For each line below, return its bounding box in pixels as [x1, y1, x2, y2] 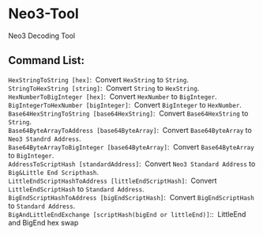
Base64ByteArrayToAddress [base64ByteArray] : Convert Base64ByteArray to [8, 125, 253, 135]
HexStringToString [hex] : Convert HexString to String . [8, 74, 190, 84]
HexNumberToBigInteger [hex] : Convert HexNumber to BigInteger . [8, 92, 217, 101]
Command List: [8, 54, 85, 67]
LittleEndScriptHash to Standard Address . [8, 184, 145, 194]
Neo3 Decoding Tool [8, 31, 76, 40]
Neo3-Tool [8, 5, 79, 23]
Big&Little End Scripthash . [8, 167, 100, 176]
